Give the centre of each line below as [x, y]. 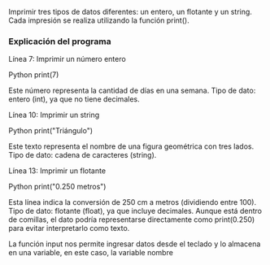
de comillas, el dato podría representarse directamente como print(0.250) [132, 219]
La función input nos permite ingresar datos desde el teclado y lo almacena [135, 244]
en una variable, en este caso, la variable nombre [91, 253]
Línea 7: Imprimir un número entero [67, 59]
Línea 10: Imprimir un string [54, 115]
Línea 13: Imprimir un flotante [57, 171]
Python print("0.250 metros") [57, 187]
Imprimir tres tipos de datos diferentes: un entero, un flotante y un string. [130, 12]
